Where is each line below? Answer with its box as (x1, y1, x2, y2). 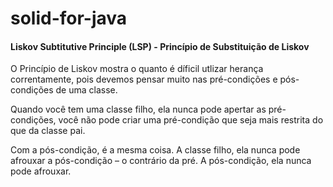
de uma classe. (55, 84, 118, 96)
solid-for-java (10, 7, 128, 30)
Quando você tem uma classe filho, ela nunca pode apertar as (10, 103, 267, 116)
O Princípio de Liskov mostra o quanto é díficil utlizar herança (10, 63, 264, 75)
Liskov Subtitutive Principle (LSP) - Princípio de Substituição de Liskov (10, 40, 310, 52)
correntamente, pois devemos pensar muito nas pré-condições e (10, 73, 278, 86)
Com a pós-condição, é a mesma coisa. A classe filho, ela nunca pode (10, 144, 301, 156)
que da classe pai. (10, 125, 86, 137)
